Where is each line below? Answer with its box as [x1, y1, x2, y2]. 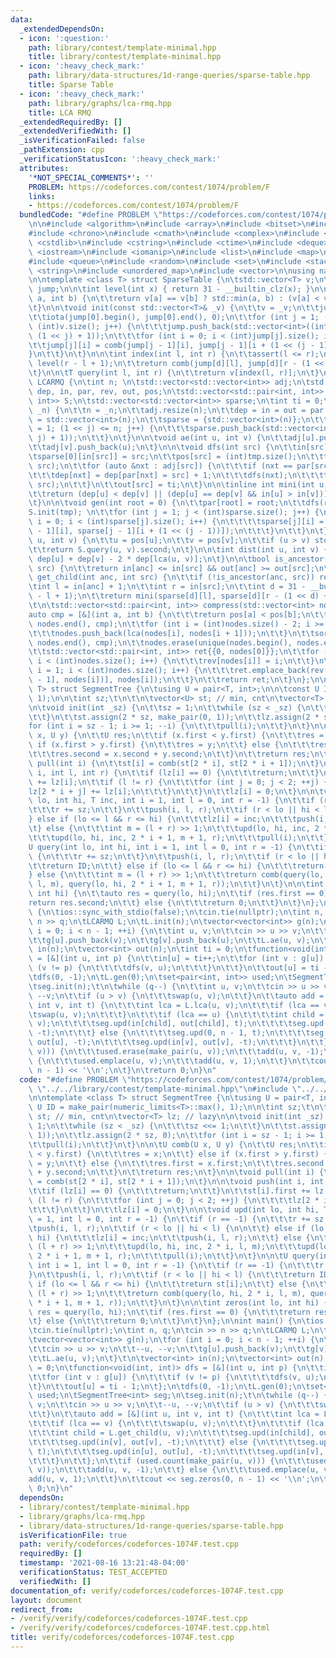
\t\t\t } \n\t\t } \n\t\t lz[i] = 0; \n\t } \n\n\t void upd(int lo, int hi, [28, 1204, 320, 1215]
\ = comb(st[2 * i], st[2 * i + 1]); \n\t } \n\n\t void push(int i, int [28, 1177, 325, 1187]
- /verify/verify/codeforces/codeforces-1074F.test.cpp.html [10, 1623, 271, 1633]
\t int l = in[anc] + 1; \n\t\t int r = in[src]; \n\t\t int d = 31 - [28, 582, 307, 592]
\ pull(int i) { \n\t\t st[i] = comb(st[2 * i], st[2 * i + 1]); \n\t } [28, 758, 320, 768]
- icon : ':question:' [19, 33, 110, 43]
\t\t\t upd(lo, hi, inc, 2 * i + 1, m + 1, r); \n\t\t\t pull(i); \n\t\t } [28, 832, 329, 843]
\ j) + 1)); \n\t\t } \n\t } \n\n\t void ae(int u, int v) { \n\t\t [28, 433, 288, 443]
